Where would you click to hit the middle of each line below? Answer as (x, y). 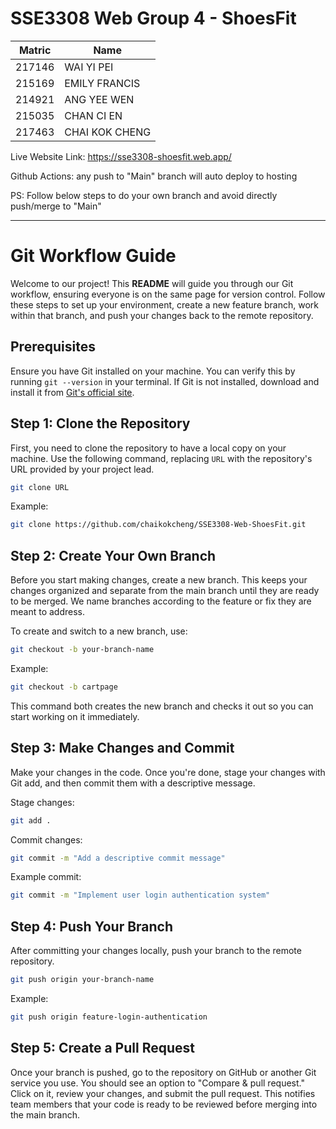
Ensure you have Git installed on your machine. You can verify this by (153, 371)
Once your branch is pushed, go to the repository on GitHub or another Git (163, 1072)
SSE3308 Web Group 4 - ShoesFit (153, 18)
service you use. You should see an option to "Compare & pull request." (157, 1083)
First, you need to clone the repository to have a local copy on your (148, 448)
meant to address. (48, 612)
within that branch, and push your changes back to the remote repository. (162, 315)
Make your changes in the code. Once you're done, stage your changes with (168, 772)
